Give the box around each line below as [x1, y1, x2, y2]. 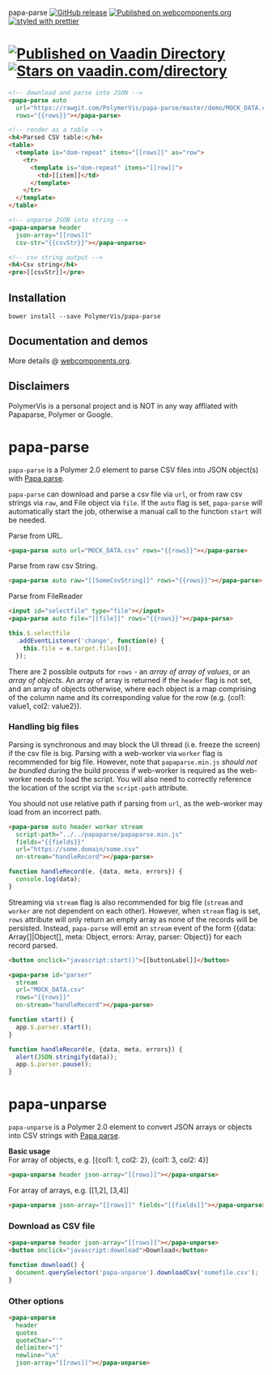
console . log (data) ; [15, 875, 82, 883]
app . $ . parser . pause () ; [15, 1060, 92, 1068]
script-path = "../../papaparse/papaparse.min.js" [15, 830, 183, 839]
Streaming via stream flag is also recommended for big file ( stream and [8, 897, 244, 907]
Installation [8, 290, 66, 304]
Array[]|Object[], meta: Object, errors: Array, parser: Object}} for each [8, 931, 242, 941]
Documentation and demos [8, 334, 148, 348]
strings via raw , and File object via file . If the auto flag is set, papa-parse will [8, 497, 263, 507]
